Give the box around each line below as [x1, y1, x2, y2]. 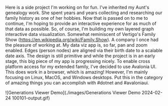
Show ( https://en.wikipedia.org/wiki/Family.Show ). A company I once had [5, 37, 159, 43]
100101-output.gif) [12, 95, 50, 101]
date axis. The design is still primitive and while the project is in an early [5, 53, 156, 59]
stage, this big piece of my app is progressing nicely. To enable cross [5, 58, 151, 64]
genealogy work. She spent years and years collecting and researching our [5, 10, 162, 16]
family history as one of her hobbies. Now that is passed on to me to [5, 15, 148, 21]
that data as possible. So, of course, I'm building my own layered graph [5, 26, 154, 32]
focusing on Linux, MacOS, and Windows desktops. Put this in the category [5, 75, 163, 80]
